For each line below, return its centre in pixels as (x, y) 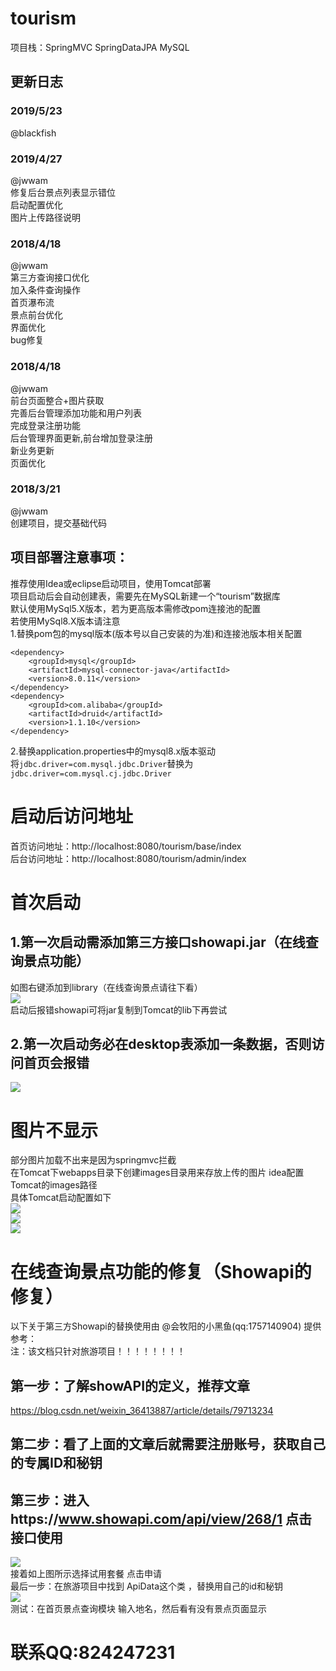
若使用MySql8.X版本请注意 (65, 621)
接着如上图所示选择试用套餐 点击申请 (86, 1574)
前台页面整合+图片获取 (57, 400)
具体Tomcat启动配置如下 (61, 1198)
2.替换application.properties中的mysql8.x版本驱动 (113, 751)
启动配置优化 (36, 204)
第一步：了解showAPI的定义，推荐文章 (130, 1385)
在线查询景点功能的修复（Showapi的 (161, 1271)
